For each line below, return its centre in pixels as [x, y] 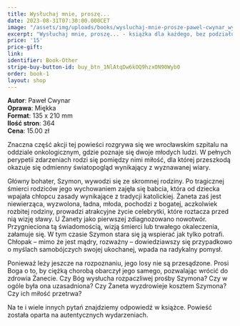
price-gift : [25, 47]
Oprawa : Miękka [32, 108]
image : [17, 27]
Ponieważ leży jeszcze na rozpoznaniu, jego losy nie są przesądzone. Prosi [118, 263]
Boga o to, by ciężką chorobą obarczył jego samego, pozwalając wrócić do [118, 271]
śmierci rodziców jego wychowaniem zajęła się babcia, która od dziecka [114, 189]
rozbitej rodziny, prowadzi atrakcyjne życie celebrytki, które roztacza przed [118, 212]
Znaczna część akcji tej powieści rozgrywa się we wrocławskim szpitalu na [118, 145]
